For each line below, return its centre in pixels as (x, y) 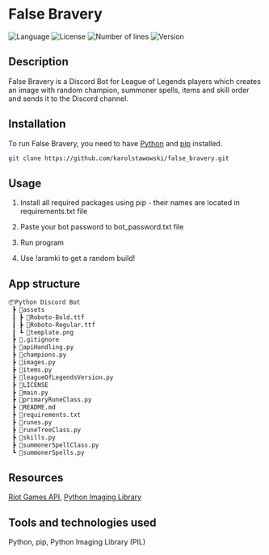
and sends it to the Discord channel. (69, 99)
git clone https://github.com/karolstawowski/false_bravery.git (119, 158)
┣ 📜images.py (34, 363)
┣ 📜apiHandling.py (43, 347)
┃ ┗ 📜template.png (43, 332)
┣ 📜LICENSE (30, 385)
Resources (36, 477)
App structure (44, 284)
